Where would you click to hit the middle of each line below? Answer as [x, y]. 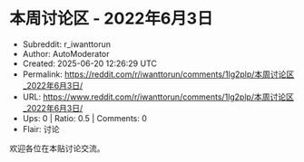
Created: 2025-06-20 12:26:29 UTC [89, 63]
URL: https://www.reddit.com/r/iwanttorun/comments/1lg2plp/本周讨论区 [158, 97]
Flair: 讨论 [41, 129]
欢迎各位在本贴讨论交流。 [57, 148]
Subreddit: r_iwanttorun [67, 44]
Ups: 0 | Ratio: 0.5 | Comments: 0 [85, 118]
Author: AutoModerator [66, 53]
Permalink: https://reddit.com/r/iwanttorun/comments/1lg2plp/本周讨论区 [158, 74]
